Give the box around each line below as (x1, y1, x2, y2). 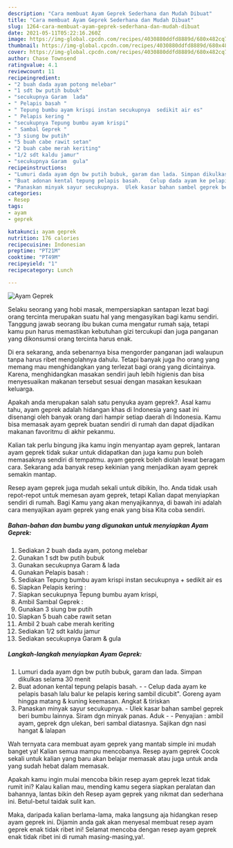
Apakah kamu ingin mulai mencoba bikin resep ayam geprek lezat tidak (8, 775, 211, 783)
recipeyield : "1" (8, 261, 58, 267)
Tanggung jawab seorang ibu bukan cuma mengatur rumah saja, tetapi (8, 319, 209, 328)
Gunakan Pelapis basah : (17, 568, 89, 576)
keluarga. (8, 384, 35, 393)
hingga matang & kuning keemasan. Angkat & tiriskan (17, 697, 170, 705)
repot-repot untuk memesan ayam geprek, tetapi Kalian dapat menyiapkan (8, 491, 220, 499)
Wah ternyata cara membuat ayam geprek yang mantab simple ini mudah (8, 739, 216, 748)
